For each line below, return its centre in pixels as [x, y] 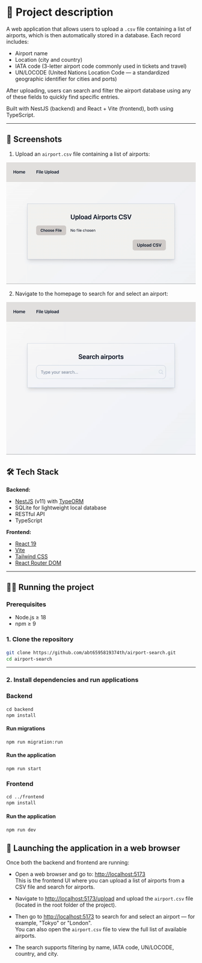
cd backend [20, 709]
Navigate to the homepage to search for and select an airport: [91, 294]
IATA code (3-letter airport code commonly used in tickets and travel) [101, 66]
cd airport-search [29, 659]
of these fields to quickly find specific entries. [63, 97]
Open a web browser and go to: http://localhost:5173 [80, 874]
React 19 [26, 544]
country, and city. [37, 954]
